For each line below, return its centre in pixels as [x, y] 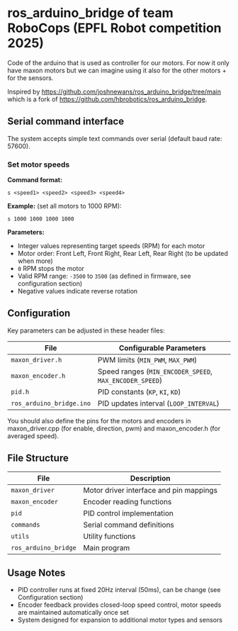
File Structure [38, 458]
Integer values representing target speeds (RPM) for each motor [111, 246]
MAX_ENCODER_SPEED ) [130, 380]
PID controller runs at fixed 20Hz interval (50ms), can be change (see [119, 590]
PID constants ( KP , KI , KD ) [140, 391]
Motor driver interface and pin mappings [151, 490]
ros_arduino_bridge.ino [51, 403]
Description [150, 478]
